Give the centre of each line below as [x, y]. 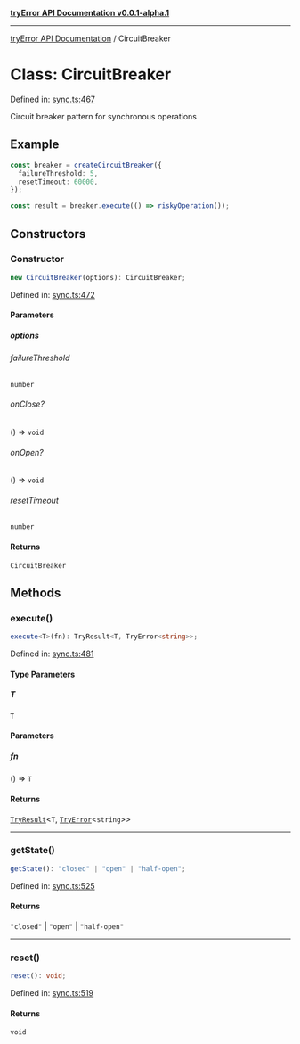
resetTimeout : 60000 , [58, 182]
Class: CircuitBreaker [91, 74]
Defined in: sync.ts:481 [52, 654]
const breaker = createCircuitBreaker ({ [86, 165]
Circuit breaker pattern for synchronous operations [103, 116]
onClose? [28, 404]
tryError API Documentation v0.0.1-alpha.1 [90, 13]
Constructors [48, 234]
